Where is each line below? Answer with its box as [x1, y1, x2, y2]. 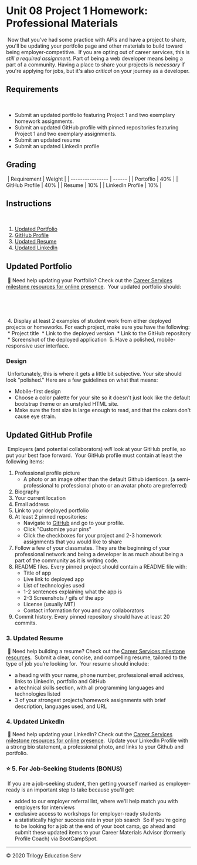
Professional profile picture [14, 469, 80, 477]
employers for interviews [14, 804, 75, 811]
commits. [14, 619, 37, 627]
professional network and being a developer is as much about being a [14, 551, 184, 558]
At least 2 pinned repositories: [14, 513, 87, 520]
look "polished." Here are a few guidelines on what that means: [6, 376, 158, 383]
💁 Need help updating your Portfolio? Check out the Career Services [7, 277, 173, 284]
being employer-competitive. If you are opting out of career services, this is [6, 48, 190, 55]
